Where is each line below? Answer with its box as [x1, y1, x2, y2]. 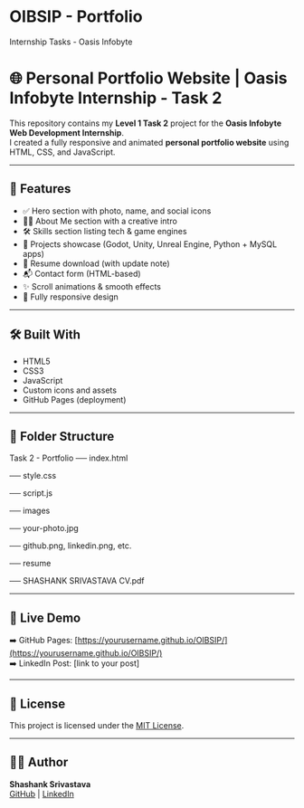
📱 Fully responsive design [22, 291, 119, 302]
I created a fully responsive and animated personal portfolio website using [9, 137, 290, 147]
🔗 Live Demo [9, 610, 81, 625]
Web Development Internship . [9, 127, 125, 138]
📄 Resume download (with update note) [22, 258, 170, 269]
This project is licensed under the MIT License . [9, 719, 185, 730]
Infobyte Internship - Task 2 [9, 88, 223, 109]
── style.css [9, 471, 57, 481]
